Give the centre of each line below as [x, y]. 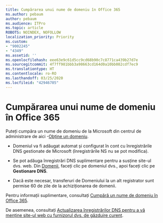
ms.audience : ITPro [26, 23]
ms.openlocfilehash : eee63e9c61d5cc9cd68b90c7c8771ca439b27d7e [72, 60]
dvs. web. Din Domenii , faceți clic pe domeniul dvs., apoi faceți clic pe [84, 166]
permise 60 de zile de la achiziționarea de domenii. [65, 186]
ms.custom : [17, 42]
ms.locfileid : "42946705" [32, 83]
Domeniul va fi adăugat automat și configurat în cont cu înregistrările [82, 146]
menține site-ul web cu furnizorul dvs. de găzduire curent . [65, 215]
